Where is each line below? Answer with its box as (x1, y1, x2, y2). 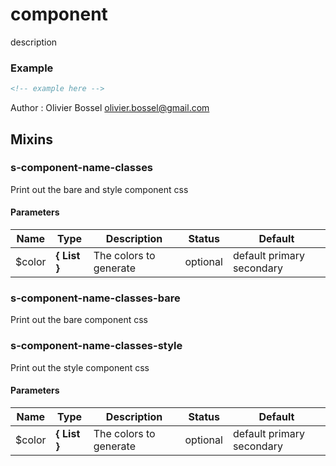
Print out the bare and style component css (10, 183, 189, 195)
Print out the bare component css (10, 314, 149, 326)
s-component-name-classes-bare (10, 291, 181, 305)
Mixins (10, 131, 53, 148)
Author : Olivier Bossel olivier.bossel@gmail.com (10, 102, 210, 114)
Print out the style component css (10, 361, 150, 373)
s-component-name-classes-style (10, 339, 183, 353)
